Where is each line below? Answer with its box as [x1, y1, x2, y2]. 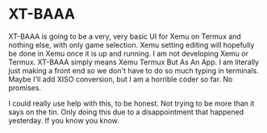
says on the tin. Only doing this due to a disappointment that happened [8, 106, 244, 117]
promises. [8, 82, 42, 93]
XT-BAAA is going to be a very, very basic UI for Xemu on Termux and [8, 31, 242, 41]
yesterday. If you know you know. [8, 115, 119, 125]
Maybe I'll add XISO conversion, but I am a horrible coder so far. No [8, 74, 233, 84]
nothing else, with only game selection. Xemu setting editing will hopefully [8, 39, 255, 49]
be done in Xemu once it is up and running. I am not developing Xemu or [8, 48, 248, 58]
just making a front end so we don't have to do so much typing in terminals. [8, 65, 260, 75]
